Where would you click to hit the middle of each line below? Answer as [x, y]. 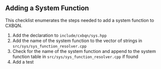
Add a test [23, 61]
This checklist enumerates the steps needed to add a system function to [79, 20]
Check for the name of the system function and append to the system [84, 51]
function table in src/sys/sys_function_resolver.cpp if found [75, 56]
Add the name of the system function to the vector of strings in [77, 40]
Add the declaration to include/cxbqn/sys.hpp [59, 35]
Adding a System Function [47, 8]
